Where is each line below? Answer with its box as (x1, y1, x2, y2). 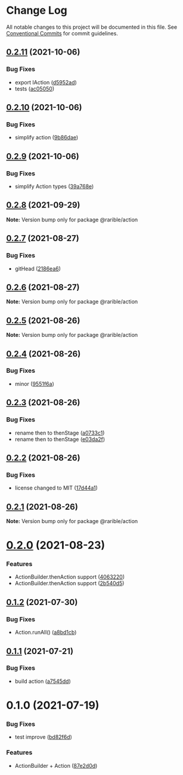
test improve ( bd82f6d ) (14, 734, 73, 741)
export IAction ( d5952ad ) (14, 78, 77, 86)
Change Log (6, 4, 67, 17)
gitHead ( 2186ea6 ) (14, 265, 61, 272)
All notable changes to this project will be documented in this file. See (6, 23, 178, 31)
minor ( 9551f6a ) (14, 380, 55, 387)
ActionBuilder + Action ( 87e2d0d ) (14, 762, 98, 769)
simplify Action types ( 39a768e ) (14, 183, 94, 190)
